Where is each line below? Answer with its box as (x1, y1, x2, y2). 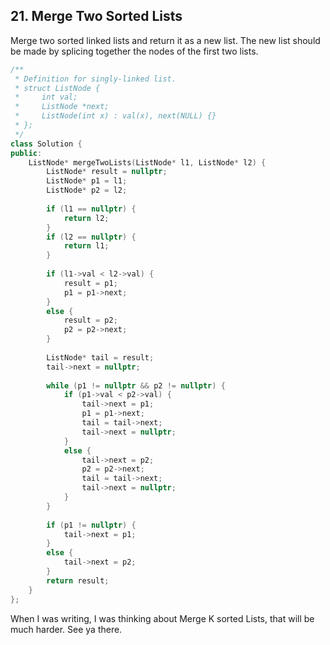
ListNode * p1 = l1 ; (46, 176, 128, 186)
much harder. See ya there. (10, 623, 123, 635)
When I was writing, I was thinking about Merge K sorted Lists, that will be (10, 612, 315, 624)
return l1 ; (63, 241, 110, 251)
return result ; (46, 575, 110, 586)
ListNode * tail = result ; (46, 352, 155, 363)
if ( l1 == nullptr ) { (46, 204, 137, 214)
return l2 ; (63, 213, 110, 223)
